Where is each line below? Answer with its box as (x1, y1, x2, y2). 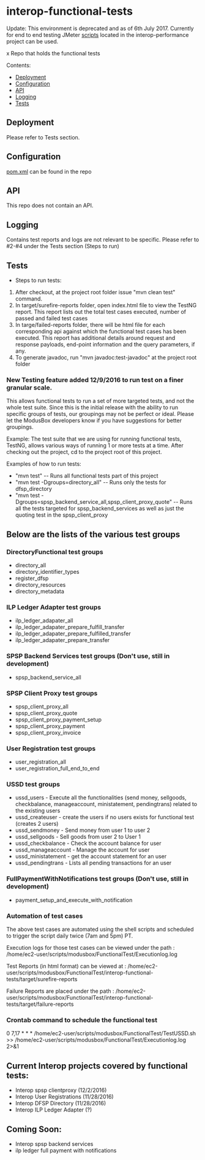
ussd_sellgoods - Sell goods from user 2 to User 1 (15, 833, 141, 841)
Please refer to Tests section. (6, 133, 80, 141)
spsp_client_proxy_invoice (15, 729, 81, 736)
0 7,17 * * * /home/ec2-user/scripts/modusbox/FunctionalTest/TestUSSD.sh (6, 1030, 196, 1037)
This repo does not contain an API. (6, 202, 94, 210)
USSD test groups (6, 780, 60, 789)
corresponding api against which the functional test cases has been (15, 327, 187, 335)
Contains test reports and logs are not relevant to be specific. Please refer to (6, 236, 199, 243)
